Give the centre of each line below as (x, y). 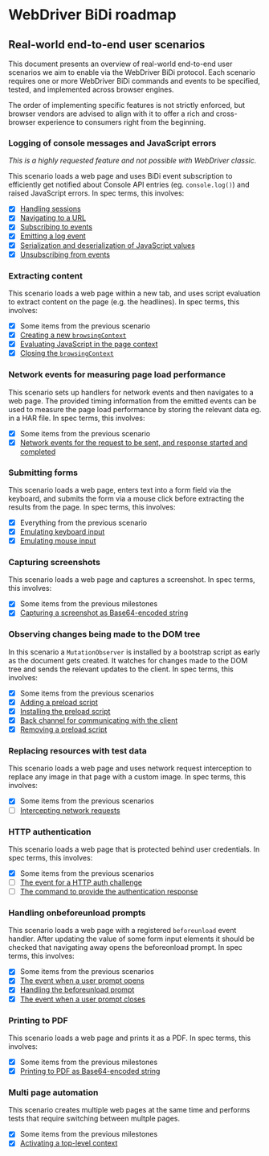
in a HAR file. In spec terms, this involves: (77, 418)
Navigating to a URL (53, 218)
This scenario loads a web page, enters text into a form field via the (120, 489)
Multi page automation (53, 1092)
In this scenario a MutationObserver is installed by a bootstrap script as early (134, 652)
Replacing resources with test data (77, 751)
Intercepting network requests (70, 810)
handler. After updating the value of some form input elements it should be (132, 939)
